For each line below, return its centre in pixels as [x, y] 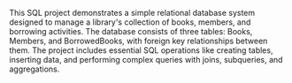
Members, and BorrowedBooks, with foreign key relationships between [138, 41]
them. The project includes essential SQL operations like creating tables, [141, 50]
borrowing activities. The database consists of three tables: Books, [131, 31]
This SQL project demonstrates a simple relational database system [132, 13]
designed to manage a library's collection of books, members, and [130, 22]
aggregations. [35, 69]
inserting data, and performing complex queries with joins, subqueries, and [146, 60]
